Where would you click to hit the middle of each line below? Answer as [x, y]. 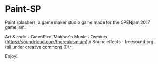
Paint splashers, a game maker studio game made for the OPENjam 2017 [78, 22]
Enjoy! [11, 56]
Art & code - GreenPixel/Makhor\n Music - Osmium [56, 37]
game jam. [16, 27]
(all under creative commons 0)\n [38, 47]
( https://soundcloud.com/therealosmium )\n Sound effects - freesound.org [79, 41]
